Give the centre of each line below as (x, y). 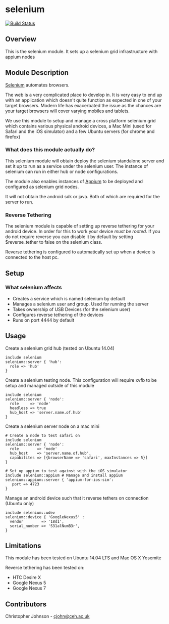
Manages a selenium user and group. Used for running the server (80, 304)
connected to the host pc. (32, 257)
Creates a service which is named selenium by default (69, 298)
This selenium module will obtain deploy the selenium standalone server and (85, 161)
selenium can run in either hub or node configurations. (62, 171)
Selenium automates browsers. (37, 85)
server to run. (19, 202)
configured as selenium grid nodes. (42, 187)
